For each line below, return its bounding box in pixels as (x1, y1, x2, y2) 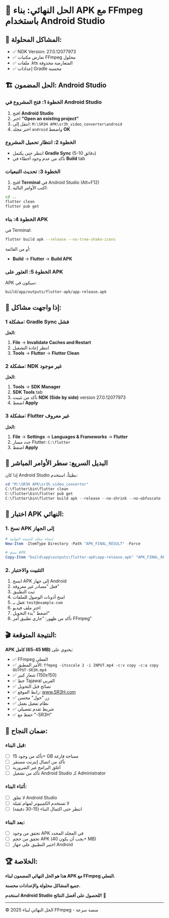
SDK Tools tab (12, 389, 43, 395)
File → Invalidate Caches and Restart (12, 340, 92, 346)
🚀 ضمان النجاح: (5, 726, 48, 735)
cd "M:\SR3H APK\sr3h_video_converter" (5, 482, 89, 487)
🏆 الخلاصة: (5, 857, 38, 866)
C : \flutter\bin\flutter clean (5, 486, 69, 492)
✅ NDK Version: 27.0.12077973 (12, 49, 76, 54)
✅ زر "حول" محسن (12, 695, 49, 701)
